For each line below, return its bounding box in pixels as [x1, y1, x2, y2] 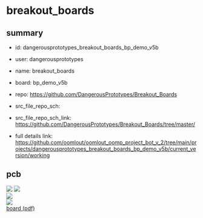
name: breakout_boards [15, 67, 75, 74]
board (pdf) [6, 204, 35, 212]
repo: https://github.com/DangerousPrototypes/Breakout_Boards [15, 91, 178, 97]
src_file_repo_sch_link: [15, 114, 72, 121]
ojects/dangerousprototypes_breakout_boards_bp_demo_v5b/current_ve [15, 145, 196, 152]
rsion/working [15, 152, 50, 159]
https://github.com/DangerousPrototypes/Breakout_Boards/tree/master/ [15, 121, 196, 128]
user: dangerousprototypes [15, 56, 84, 62]
